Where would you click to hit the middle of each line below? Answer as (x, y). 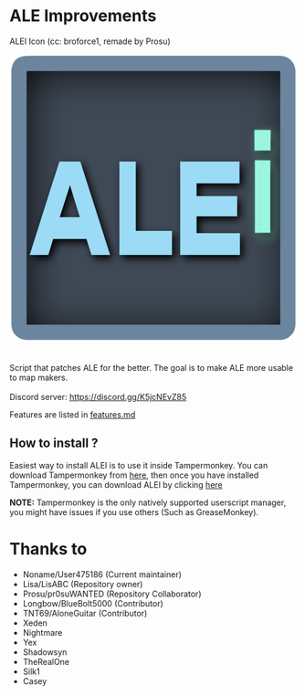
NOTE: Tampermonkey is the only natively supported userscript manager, (148, 502)
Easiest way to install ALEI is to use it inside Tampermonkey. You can (139, 465)
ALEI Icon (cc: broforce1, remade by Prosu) (90, 41)
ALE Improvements (83, 16)
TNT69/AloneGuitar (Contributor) (85, 613)
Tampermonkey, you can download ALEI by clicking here (116, 484)
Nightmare (42, 632)
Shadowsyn (45, 652)
